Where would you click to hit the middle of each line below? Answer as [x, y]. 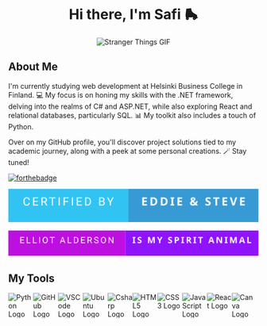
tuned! [19, 162]
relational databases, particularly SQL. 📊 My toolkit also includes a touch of [132, 115]
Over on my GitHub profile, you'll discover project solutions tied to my [122, 142]
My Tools [31, 278]
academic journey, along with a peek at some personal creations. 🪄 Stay [128, 151]
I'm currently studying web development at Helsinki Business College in [126, 86]
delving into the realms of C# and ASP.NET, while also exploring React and [130, 106]
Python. [21, 126]
